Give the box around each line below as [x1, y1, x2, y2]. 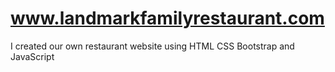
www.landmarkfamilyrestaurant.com [10, 7, 325, 30]
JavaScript [10, 50, 55, 62]
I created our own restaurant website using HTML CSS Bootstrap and [10, 40, 295, 52]
